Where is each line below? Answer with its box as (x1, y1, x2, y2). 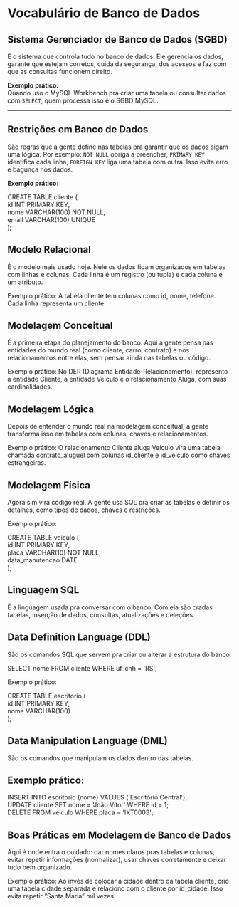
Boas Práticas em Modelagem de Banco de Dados (7, 829, 232, 841)
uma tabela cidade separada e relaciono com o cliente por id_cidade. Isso (7, 884, 223, 893)
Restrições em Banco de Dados (7, 123, 149, 136)
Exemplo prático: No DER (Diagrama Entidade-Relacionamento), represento (7, 367, 228, 376)
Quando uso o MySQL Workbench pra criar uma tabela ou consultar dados (7, 89, 226, 97)
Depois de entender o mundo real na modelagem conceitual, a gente (7, 422, 208, 431)
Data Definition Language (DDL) (7, 631, 151, 644)
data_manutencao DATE (7, 556, 78, 565)
